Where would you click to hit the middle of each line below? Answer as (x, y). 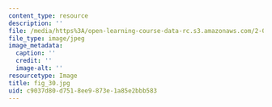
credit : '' (34, 61)
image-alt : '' (39, 68)
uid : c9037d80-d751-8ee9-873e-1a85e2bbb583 (83, 91)
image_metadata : (36, 46)
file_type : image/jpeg (47, 38)
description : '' (36, 23)
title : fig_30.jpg (39, 83)
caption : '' (36, 53)
